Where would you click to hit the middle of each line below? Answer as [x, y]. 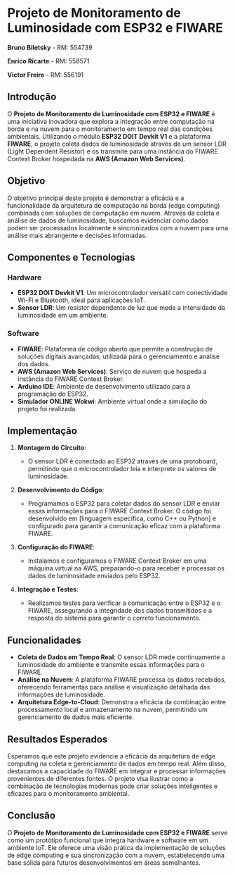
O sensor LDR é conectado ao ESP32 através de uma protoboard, [122, 461]
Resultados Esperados [58, 739]
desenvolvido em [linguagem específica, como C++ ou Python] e [122, 518]
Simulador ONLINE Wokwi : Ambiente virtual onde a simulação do [112, 401]
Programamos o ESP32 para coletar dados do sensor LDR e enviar [124, 504]
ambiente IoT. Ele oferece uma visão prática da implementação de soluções [116, 847]
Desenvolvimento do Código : [61, 490]
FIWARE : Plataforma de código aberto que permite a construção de [115, 349]
